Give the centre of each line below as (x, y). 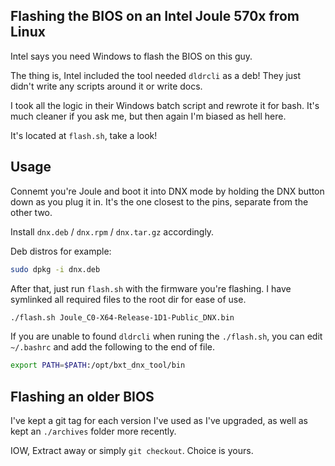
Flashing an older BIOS (82, 396)
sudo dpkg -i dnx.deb (55, 269)
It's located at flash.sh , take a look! (84, 135)
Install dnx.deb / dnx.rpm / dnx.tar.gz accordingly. (112, 231)
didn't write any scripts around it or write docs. (106, 86)
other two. (31, 212)
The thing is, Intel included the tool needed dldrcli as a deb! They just (156, 75)
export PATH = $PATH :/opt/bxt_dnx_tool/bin (98, 365)
